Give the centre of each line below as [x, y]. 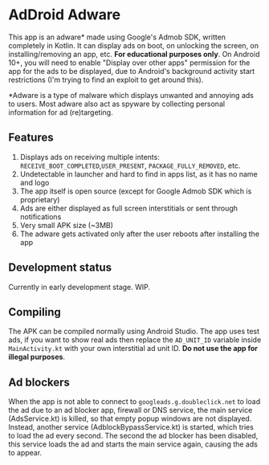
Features [31, 138]
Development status [60, 268]
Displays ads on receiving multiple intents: [90, 157]
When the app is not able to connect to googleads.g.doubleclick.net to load [134, 402]
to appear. [25, 453]
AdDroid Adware [65, 15]
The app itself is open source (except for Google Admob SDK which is [136, 191]
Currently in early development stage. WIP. [79, 287]
